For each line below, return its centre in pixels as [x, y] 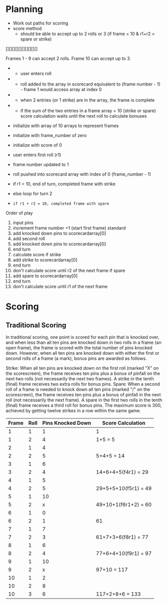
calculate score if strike [37, 254]
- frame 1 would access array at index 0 [61, 89]
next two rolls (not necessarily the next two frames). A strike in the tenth [80, 378]
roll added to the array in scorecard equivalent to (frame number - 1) [90, 84]
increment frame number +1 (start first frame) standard [69, 228]
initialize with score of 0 [37, 145]
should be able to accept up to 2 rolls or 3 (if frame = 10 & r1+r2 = [87, 34]
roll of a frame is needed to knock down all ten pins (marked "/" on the [78, 389]
